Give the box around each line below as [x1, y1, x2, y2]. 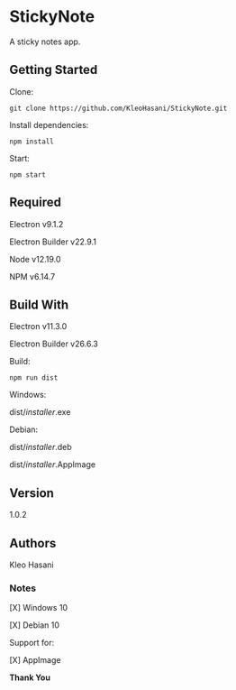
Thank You [9, 672, 51, 683]
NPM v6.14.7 [9, 271, 56, 281]
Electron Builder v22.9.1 [9, 236, 97, 247]
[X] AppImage [9, 655, 61, 666]
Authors [9, 535, 57, 551]
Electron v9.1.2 [9, 218, 64, 229]
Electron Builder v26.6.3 [9, 338, 99, 349]
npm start [9, 170, 47, 179]
